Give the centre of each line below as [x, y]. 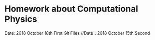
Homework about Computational [71, 9]
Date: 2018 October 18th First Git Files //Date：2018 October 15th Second [77, 33]
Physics [21, 19]
